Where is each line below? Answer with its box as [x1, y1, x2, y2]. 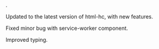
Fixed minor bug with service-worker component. [5, 24, 128, 32]
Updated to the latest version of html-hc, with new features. [5, 13, 154, 20]
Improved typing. [5, 36, 48, 43]
